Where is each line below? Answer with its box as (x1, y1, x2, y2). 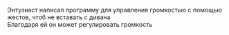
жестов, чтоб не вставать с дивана (7, 13, 111, 21)
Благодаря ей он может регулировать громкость (7, 21, 153, 28)
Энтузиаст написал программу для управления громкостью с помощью (7, 6, 223, 14)
